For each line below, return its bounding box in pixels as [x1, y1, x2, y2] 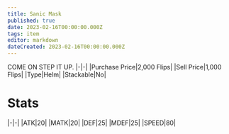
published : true [7, 17, 55, 24]
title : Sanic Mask [7, 10, 62, 18]
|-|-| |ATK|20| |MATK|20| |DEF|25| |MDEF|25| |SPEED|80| [7, 118, 176, 127]
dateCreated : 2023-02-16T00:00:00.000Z [7, 43, 125, 50]
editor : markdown [7, 37, 59, 44]
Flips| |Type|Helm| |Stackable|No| [7, 70, 106, 79]
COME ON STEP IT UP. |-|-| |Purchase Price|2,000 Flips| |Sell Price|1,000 [7, 63, 222, 71]
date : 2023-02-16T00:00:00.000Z [7, 23, 103, 30]
